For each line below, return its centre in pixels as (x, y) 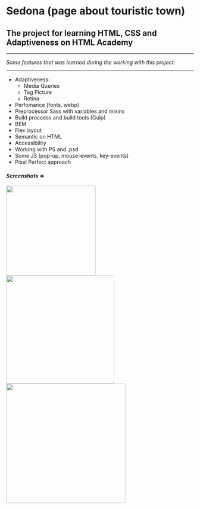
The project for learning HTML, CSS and (82, 33)
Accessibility (30, 143)
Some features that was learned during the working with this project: (91, 62)
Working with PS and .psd (46, 149)
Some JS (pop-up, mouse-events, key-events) (72, 156)
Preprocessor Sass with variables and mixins (70, 111)
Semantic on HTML (38, 137)
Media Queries (42, 86)
